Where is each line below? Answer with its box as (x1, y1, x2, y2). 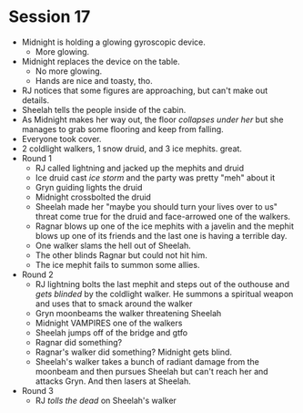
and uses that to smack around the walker (35, 298, 193, 309)
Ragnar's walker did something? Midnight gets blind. (35, 346, 233, 357)
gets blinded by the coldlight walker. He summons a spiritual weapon (35, 288, 294, 299)
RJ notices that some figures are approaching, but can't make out (21, 85, 268, 96)
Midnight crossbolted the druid (35, 191, 152, 202)
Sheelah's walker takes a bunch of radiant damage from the (35, 356, 260, 367)
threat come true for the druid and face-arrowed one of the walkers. (35, 211, 291, 222)
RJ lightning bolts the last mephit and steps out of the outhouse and (35, 278, 290, 289)
